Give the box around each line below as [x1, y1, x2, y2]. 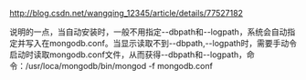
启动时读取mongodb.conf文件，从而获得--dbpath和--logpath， [9, 49, 248, 60]
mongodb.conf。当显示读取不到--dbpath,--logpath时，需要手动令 [48, 38, 298, 48]
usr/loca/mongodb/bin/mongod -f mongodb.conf [28, 61, 213, 71]
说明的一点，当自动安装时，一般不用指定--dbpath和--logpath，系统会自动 [9, 26, 288, 37]
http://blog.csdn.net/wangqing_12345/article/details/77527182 [9, 8, 244, 18]
